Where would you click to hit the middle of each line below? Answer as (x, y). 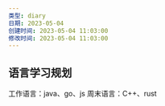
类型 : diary (27, 16)
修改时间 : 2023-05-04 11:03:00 (58, 38)
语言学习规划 (40, 73)
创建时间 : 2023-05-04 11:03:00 (58, 31)
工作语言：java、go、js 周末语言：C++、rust (82, 94)
